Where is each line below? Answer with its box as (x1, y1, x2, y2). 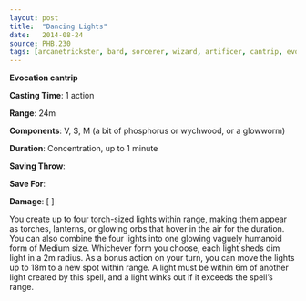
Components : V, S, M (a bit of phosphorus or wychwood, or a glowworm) (9, 125, 286, 137)
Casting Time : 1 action (9, 90, 95, 101)
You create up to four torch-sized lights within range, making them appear (9, 213, 288, 224)
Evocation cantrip (9, 72, 78, 83)
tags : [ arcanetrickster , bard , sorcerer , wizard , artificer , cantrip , (9, 47, 283, 57)
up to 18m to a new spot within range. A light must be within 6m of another (9, 262, 289, 274)
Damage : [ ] (9, 196, 55, 207)
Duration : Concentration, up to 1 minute (9, 143, 158, 154)
